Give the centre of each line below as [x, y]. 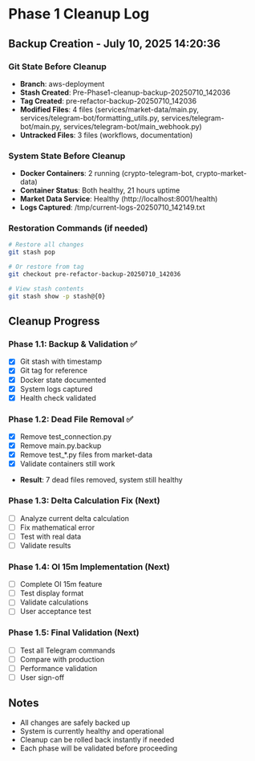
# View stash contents [46, 289]
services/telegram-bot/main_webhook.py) [132, 126]
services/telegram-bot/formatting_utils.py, [90, 118]
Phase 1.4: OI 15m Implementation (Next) [89, 567]
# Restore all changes [46, 245]
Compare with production [62, 659]
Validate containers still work [67, 464]
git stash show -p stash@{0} [57, 296]
